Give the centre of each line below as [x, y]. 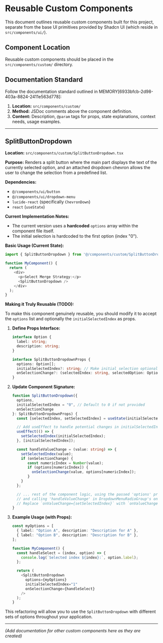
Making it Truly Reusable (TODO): [40, 304]
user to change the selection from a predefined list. [56, 173]
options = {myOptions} [46, 580]
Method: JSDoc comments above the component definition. [72, 111]
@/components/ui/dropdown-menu [44, 197]
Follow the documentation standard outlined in [51, 91]
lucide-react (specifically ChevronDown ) [51, 202]
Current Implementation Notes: [37, 216]
